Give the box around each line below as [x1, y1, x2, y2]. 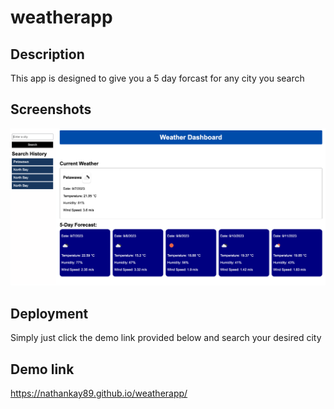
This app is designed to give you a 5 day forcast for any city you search [10, 72, 305, 84]
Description [10, 46, 85, 63]
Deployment [10, 305, 89, 322]
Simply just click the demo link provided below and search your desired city [10, 332, 322, 344]
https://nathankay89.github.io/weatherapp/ [10, 387, 188, 399]
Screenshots [10, 101, 92, 118]
